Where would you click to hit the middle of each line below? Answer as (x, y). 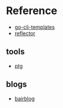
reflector (25, 33)
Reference (32, 11)
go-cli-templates (35, 27)
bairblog (24, 99)
